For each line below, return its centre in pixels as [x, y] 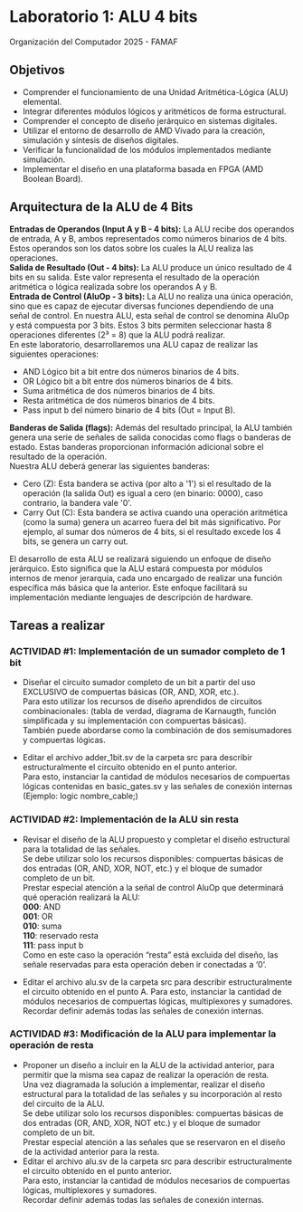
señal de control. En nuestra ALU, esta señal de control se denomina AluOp [149, 315]
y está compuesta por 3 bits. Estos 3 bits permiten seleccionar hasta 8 [141, 325]
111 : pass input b [53, 945]
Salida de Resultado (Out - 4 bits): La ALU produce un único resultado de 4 [151, 267]
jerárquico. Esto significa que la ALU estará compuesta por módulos [137, 568]
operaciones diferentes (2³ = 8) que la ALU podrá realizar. [118, 334]
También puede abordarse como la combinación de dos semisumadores [157, 730]
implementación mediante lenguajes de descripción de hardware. [131, 597]
